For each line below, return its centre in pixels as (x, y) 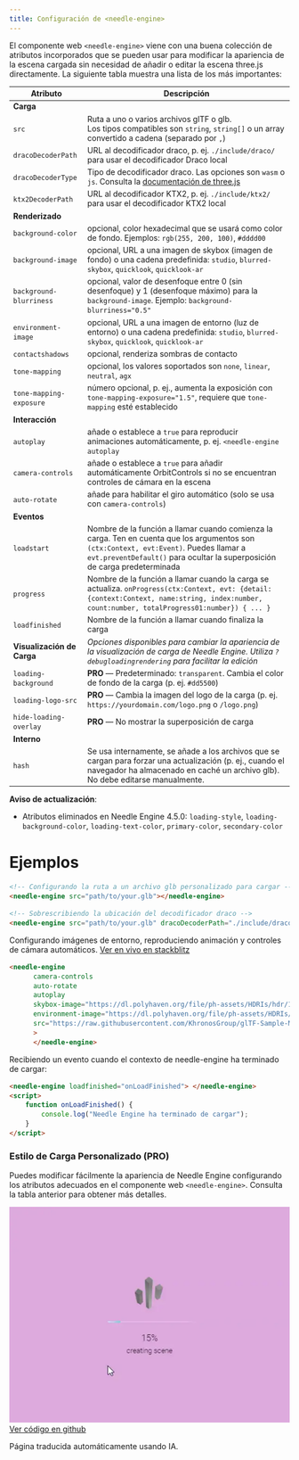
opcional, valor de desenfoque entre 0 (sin (165, 282)
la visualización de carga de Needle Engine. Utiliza (180, 651)
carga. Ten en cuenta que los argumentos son (171, 538)
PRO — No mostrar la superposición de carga (170, 722)
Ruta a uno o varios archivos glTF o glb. (160, 119)
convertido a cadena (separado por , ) (157, 137)
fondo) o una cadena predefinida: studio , (163, 260)
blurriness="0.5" (119, 311)
